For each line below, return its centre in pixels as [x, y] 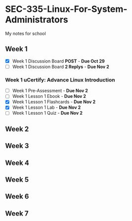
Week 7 [17, 213]
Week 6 [17, 196]
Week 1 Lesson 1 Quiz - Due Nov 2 [47, 113]
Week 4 [17, 163]
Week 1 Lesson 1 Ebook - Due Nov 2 [49, 96]
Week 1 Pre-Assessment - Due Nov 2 [50, 91]
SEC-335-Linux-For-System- [66, 9]
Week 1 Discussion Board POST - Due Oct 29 [58, 61]
